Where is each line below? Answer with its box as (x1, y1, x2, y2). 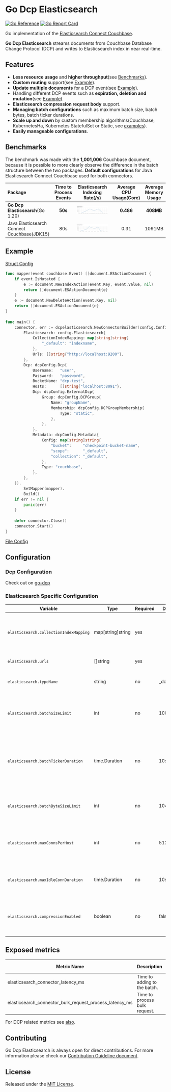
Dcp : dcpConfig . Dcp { (23, 362, 67, 367)
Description (136, 963, 162, 969)
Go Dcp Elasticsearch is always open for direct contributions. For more (5, 1047, 154, 1053)
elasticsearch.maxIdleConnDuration (7, 877, 83, 883)
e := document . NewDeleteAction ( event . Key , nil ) (14, 298, 117, 303)
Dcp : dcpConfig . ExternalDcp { (32, 389, 95, 394)
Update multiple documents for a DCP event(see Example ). (12, 85, 139, 91)
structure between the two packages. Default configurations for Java (5, 167, 153, 173)
